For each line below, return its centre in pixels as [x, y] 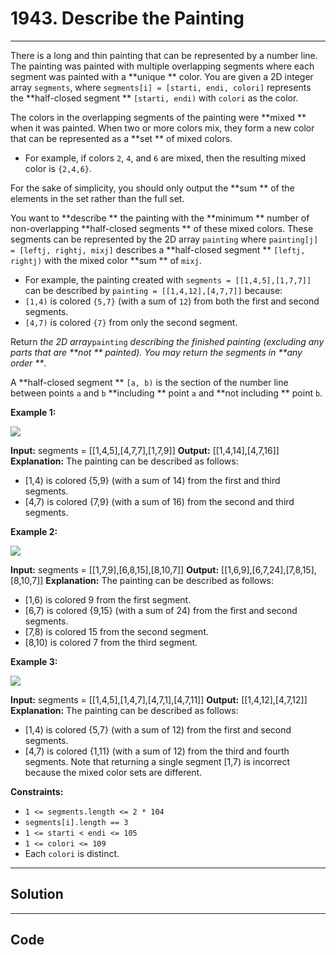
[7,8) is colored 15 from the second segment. [116, 631]
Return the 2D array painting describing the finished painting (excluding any [167, 341]
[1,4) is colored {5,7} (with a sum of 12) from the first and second [158, 729]
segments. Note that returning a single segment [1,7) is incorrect [157, 761]
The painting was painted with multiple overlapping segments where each [162, 66]
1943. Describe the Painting [127, 18]
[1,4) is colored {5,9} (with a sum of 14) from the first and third [152, 480]
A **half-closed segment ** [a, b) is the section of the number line [149, 382]
